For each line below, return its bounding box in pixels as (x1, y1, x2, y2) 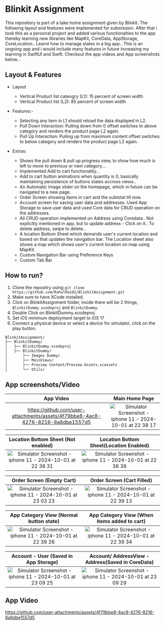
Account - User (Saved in (11, 553, 73, 559)
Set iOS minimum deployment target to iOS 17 (12, 315, 105, 321)
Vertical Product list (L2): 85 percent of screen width (19, 99, 126, 104)
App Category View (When (89, 512, 154, 519)
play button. (12, 325, 37, 331)
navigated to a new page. (19, 189, 71, 195)
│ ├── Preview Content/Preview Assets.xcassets (5, 362, 118, 367)
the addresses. (19, 210, 50, 216)
